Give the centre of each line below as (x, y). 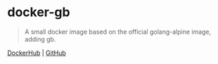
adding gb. (40, 39)
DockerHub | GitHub (37, 53)
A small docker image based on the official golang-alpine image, (118, 32)
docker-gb (39, 12)
